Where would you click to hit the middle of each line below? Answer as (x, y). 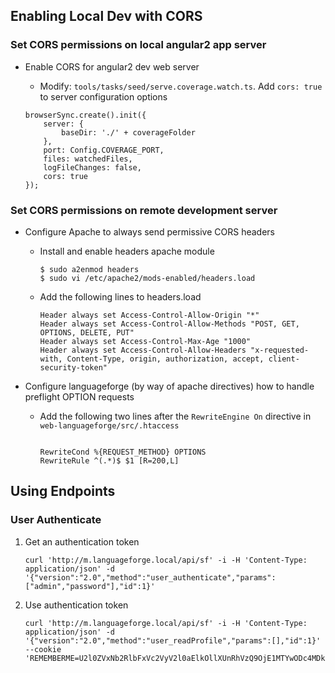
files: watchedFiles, (88, 159)
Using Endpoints (63, 491)
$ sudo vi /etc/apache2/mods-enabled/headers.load (147, 278)
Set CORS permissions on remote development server (144, 210)
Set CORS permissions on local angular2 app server (138, 45)
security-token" (73, 367)
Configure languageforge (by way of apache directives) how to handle (169, 386)
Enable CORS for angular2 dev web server (112, 66)
